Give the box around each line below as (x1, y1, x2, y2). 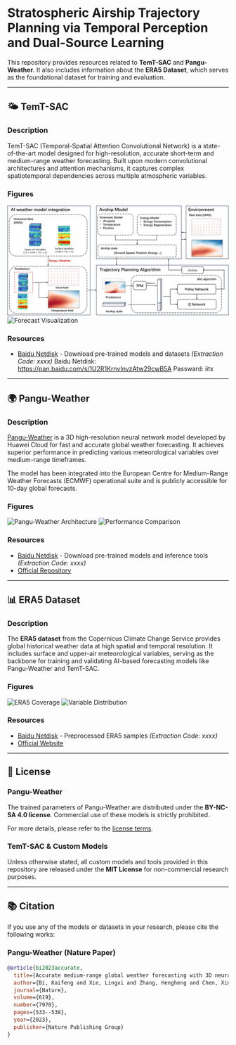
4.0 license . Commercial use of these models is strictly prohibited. (17, 810, 210, 819)
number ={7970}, (13, 1001, 58, 1008)
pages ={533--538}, (13, 1009, 68, 1016)
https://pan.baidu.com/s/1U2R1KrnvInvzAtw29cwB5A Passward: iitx (17, 364, 214, 373)
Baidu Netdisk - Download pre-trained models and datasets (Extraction (17, 350, 223, 358)
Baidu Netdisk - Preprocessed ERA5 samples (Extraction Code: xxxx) (17, 731, 218, 740)
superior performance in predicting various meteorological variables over (7, 448, 219, 456)
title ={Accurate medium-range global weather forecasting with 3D (13, 972, 212, 979)
